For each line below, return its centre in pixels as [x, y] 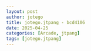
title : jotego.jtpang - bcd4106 [45, 22]
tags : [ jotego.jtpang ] [34, 39]
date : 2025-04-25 [27, 28]
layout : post [22, 11]
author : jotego [25, 17]
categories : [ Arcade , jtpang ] [43, 33]
